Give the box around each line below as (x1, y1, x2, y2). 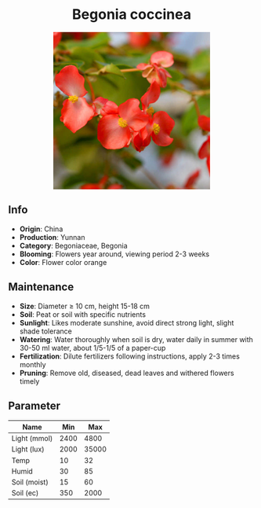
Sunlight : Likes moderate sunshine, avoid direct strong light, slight (19, 318, 234, 327)
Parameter (8, 399, 61, 412)
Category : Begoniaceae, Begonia (19, 241, 128, 250)
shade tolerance (19, 326, 72, 336)
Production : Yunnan (19, 232, 85, 241)
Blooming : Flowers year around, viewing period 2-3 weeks (19, 249, 210, 259)
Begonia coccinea (71, 6, 192, 24)
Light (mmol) (11, 434, 53, 444)
